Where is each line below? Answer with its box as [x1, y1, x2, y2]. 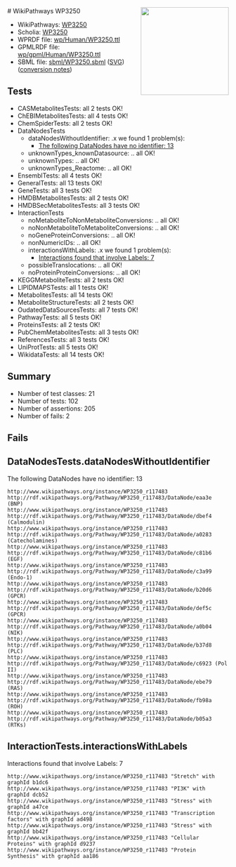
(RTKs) [7, 721, 27, 729]
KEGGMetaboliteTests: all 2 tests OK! [17, 275, 124, 284]
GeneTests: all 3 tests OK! [17, 186, 93, 194]
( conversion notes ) [17, 65, 72, 73]
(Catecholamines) [7, 537, 58, 544]
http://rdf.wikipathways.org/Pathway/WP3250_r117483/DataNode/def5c [7, 604, 212, 611]
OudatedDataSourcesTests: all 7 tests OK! [17, 305, 138, 314]
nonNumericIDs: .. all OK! [27, 238, 101, 246]
